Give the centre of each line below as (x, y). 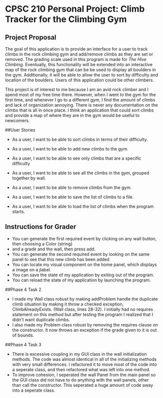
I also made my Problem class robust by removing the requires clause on (85, 324)
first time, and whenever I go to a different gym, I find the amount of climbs (80, 100)
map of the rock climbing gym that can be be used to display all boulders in (81, 70)
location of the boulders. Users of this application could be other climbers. (80, 80)
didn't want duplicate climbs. (41, 320)
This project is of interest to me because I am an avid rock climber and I (77, 89)
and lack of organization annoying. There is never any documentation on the (81, 105)
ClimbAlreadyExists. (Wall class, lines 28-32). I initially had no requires (82, 309)
